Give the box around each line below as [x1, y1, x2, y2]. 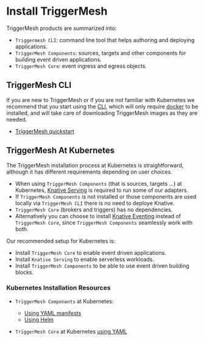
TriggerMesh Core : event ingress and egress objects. [15, 62, 147, 70]
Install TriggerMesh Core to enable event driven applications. [15, 249, 166, 256]
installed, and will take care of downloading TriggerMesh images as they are [6, 109, 198, 117]
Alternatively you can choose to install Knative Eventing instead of [15, 212, 181, 219]
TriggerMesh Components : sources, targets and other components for [15, 49, 186, 56]
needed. [6, 116, 27, 123]
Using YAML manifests [24, 309, 82, 317]
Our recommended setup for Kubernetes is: [6, 237, 116, 244]
